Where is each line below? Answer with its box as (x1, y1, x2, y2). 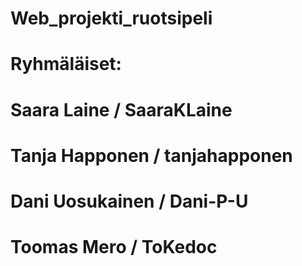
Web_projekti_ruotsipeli (10, 7, 213, 30)
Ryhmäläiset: (10, 53, 122, 76)
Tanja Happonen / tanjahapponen (10, 144, 293, 167)
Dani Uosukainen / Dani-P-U (10, 190, 249, 212)
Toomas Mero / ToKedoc (10, 236, 218, 259)
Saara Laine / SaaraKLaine (10, 98, 233, 121)
